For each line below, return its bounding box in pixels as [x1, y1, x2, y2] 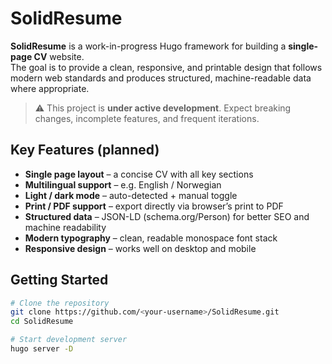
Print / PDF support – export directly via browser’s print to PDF [24, 200, 284, 212]
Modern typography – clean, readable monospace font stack [24, 232, 278, 244]
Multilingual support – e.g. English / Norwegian [24, 178, 222, 191]
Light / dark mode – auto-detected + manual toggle [24, 189, 238, 201]
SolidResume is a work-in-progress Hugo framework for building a [10, 40, 287, 52]
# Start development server [10, 335, 128, 345]
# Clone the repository [10, 298, 110, 308]
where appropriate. [10, 82, 90, 94]
